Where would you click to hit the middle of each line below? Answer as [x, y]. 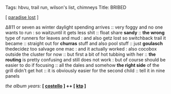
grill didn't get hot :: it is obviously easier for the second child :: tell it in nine [85, 70]
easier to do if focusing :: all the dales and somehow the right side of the [82, 65]
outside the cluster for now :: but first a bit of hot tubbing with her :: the [81, 54]
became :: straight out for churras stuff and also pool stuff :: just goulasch [84, 43]
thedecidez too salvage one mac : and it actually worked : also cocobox [81, 49]
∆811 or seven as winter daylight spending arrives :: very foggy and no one [84, 27]
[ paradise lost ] [22, 17]
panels [12, 76]
